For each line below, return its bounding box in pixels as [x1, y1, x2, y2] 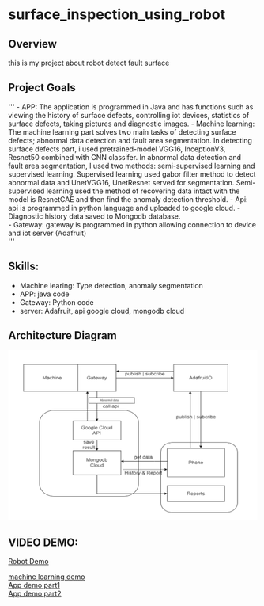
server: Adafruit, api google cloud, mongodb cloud [19, 306, 185, 315]
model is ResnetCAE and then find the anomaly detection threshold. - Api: [8, 194, 248, 204]
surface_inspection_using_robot [8, 6, 226, 24]
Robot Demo [8, 557, 49, 566]
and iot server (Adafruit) [8, 228, 87, 238]
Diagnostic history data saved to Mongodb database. [8, 212, 181, 221]
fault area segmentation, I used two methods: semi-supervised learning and [8, 161, 255, 170]
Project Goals [8, 81, 77, 94]
